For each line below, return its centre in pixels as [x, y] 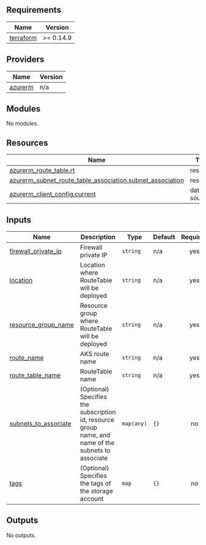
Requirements [34, 10]
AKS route [94, 354]
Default [164, 237]
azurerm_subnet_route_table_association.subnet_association [97, 180]
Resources [27, 143]
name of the [97, 443]
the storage [97, 491]
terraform [23, 37]
